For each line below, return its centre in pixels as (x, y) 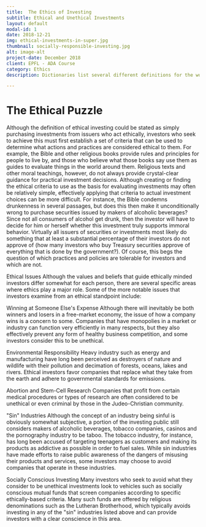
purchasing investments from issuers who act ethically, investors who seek (101, 134)
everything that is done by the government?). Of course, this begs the (94, 252)
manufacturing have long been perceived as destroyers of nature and (94, 359)
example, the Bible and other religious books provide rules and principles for (103, 154)
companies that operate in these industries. (61, 468)
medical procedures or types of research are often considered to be (92, 397)
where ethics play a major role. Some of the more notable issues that (93, 290)
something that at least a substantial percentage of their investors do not (98, 239)
